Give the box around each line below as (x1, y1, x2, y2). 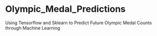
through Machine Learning (5, 25, 60, 31)
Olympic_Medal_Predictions (5, 3, 126, 15)
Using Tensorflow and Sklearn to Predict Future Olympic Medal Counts (5, 20, 152, 26)
